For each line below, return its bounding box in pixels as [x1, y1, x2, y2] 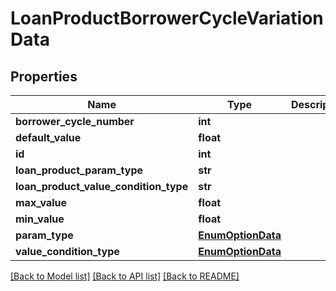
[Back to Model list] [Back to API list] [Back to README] [10, 270, 240, 282]
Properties [10, 68, 78, 85]
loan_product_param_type [15, 163, 144, 177]
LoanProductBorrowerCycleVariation [10, 7, 324, 30]
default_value [15, 131, 82, 144]
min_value [15, 212, 65, 226]
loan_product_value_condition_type [15, 180, 189, 193]
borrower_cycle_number [15, 115, 135, 128]
